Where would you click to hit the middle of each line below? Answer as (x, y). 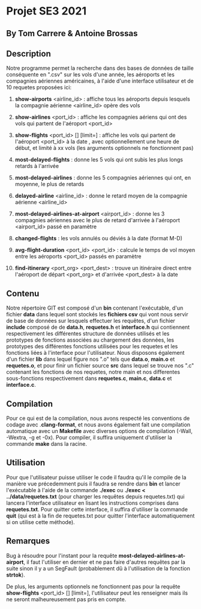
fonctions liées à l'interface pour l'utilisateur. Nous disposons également (95, 353)
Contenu (23, 293)
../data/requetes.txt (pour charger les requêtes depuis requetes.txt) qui (95, 496)
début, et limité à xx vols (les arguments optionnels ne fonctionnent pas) (104, 148)
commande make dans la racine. (46, 444)
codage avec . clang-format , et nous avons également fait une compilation (98, 425)
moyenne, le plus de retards (49, 184)
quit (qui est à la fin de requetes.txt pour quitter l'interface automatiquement (100, 516)
